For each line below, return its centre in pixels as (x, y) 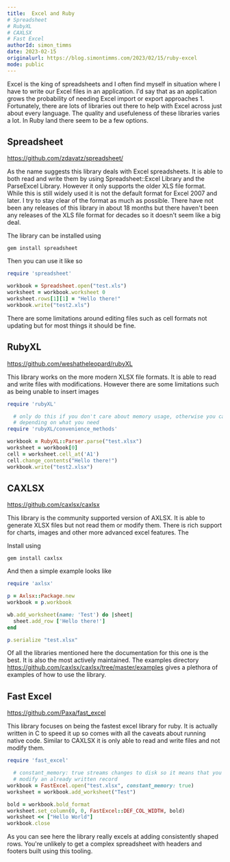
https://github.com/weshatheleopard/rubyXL (70, 363)
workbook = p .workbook (39, 603)
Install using (24, 546)
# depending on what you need (56, 423)
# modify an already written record (65, 779)
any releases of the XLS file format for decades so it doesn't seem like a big (114, 215)
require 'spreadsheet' (39, 274)
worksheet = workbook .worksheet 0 (56, 293)
